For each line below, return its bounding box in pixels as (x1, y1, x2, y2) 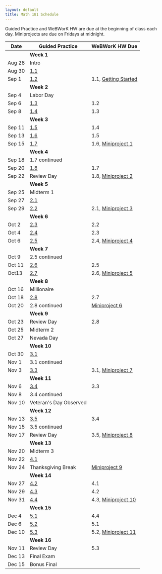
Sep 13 (7, 132, 25, 139)
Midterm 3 (29, 448, 54, 455)
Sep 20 (7, 164, 25, 171)
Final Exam (29, 553, 55, 560)
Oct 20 (7, 302, 24, 309)
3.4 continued (29, 391, 63, 398)
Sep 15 (7, 140, 25, 147)
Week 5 (29, 180, 49, 187)
